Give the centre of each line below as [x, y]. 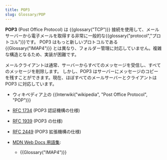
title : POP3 [17, 10]
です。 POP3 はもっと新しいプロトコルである [72, 42]
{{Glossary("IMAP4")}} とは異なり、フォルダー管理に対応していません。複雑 [83, 48]
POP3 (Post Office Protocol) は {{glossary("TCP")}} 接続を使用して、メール [82, 29]
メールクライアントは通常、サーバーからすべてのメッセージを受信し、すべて [83, 65]
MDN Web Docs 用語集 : [37, 142]
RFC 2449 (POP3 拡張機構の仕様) [47, 131]
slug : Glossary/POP [25, 14]
